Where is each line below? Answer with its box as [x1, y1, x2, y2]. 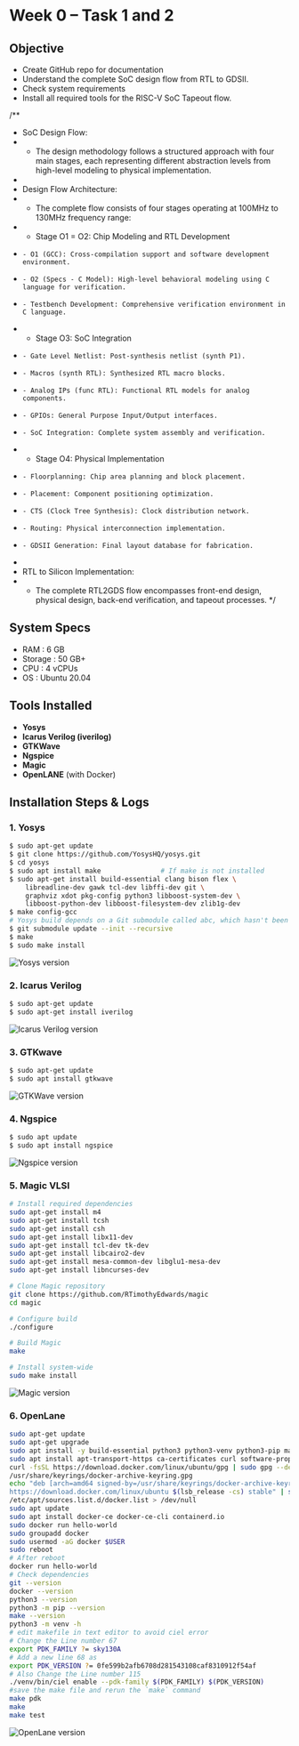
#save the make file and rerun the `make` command [9, 1686, 201, 1695]
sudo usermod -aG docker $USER [9, 1537, 125, 1546]
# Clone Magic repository [9, 1282, 105, 1291]
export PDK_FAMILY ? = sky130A [9, 1645, 122, 1653]
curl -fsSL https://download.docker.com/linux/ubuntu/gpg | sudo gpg [9, 1462, 273, 1472]
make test [9, 1710, 46, 1719]
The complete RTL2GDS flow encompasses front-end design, [35, 585, 263, 596]
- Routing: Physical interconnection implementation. [21, 524, 226, 533]
